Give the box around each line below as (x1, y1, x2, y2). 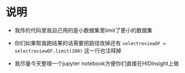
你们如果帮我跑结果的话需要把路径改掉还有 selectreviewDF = (14, 39, 166, 46)
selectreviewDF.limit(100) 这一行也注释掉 (14, 46, 122, 54)
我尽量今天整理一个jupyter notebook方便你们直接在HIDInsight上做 (14, 60, 180, 67)
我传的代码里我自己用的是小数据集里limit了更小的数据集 (14, 27, 153, 34)
